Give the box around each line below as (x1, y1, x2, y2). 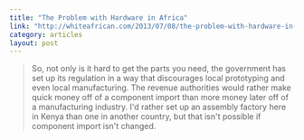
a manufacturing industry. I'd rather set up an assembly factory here (31, 101, 287, 113)
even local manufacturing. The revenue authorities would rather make (31, 82, 291, 93)
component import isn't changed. (31, 121, 157, 132)
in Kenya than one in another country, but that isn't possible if (31, 111, 261, 122)
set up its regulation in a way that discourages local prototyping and (31, 73, 285, 84)
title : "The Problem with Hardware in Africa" (9, 13, 188, 23)
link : (9, 22, 30, 31)
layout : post (9, 38, 59, 48)
